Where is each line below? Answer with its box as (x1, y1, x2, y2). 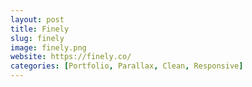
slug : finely (10, 33, 65, 43)
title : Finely (10, 24, 70, 34)
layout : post (10, 14, 65, 25)
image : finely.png (10, 42, 87, 53)
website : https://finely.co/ (10, 52, 132, 62)
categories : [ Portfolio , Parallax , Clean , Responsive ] (10, 61, 244, 71)
